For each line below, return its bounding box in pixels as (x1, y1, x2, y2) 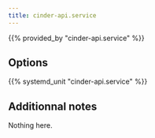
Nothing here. (8, 121, 53, 130)
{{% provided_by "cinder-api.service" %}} (8, 33, 145, 43)
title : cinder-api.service (8, 11, 97, 20)
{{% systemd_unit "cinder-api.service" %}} (8, 76, 148, 87)
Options (8, 56, 49, 69)
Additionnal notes (8, 99, 98, 113)
